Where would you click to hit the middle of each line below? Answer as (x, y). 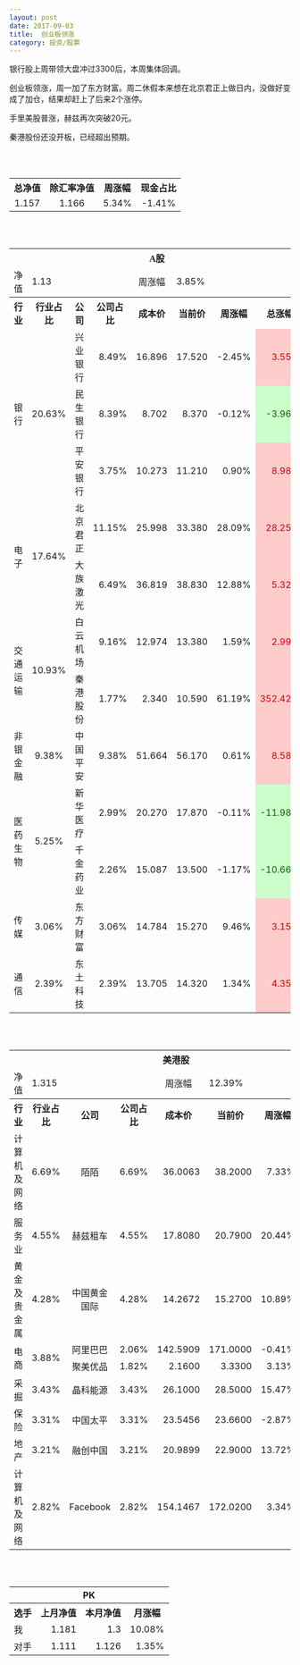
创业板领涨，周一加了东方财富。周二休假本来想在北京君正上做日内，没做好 (146, 88)
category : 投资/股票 (45, 42)
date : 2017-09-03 (42, 26)
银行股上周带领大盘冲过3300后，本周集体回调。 (97, 69)
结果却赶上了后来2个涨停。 (97, 99)
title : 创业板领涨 (42, 34)
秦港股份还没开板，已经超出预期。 (72, 137)
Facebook (90, 1507)
